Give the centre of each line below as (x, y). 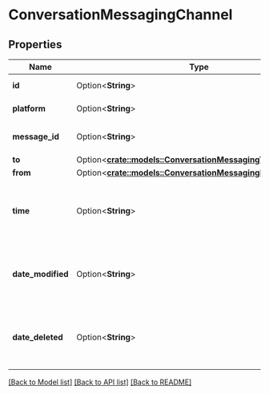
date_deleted (38, 337)
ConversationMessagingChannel (120, 15)
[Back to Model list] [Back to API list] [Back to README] (100, 382)
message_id (36, 136)
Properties (35, 45)
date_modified (41, 274)
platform (29, 108)
